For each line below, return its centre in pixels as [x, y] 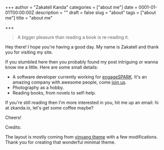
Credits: [13, 127]
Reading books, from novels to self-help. [54, 93]
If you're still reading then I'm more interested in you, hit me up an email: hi [82, 102]
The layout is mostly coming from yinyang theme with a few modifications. [82, 137]
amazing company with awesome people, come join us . [69, 82]
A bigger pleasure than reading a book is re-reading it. [73, 37]
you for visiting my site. [29, 52]
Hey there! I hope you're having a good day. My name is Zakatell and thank [82, 47]
